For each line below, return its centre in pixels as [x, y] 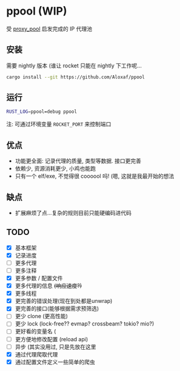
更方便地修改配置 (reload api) [52, 339]
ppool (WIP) [37, 11]
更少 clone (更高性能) [42, 316]
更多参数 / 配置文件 [39, 278]
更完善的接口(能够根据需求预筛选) [57, 308]
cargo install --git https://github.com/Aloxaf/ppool [76, 77]
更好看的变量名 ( [35, 332]
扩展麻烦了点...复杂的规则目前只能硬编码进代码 [73, 213]
